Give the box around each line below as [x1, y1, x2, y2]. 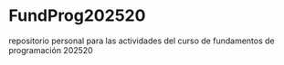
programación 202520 [8, 44, 93, 55]
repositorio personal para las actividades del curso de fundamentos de [8, 35, 275, 46]
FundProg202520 [8, 5, 146, 26]
